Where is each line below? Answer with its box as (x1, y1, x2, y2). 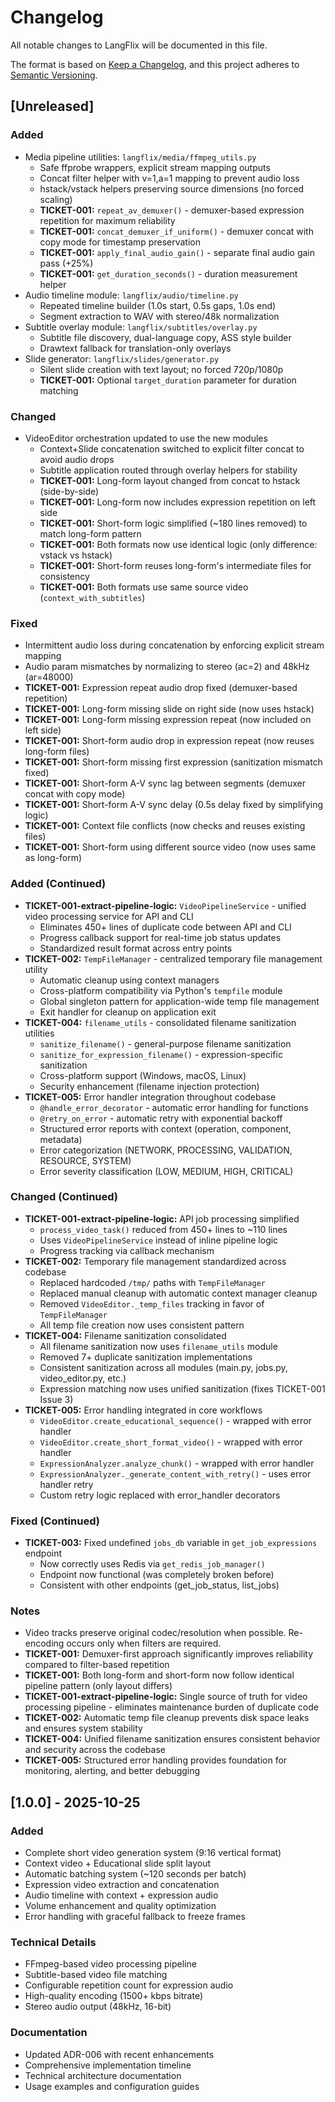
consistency (39, 570, 90, 582)
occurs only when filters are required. (66, 1637, 222, 1650)
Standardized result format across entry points (39, 942, 233, 954)
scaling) (39, 193, 73, 205)
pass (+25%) (39, 257, 94, 269)
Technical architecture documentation (24, 2069, 182, 2081)
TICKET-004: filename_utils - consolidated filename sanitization (24, 1016, 297, 1028)
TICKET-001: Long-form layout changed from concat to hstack (39, 474, 301, 486)
